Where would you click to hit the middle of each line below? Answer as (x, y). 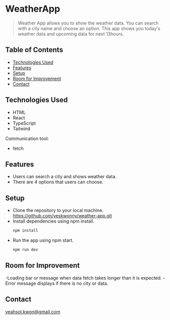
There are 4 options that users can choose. (58, 182)
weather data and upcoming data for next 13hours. (71, 34)
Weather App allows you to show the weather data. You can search (88, 23)
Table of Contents (34, 50)
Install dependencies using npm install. (53, 221)
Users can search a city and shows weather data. (65, 177)
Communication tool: (27, 138)
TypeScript (24, 123)
